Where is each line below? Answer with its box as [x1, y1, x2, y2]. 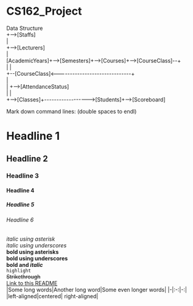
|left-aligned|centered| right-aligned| [6, 292, 99, 300]
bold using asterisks [6, 248, 59, 255]
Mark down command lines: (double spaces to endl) [6, 107, 137, 115]
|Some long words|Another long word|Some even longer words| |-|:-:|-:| [6, 286, 188, 293]
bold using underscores [6, 255, 68, 262]
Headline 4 [6, 187, 35, 194]
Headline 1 [6, 129, 60, 143]
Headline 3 [6, 172, 40, 180]
